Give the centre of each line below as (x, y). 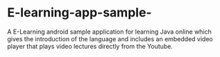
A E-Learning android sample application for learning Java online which (109, 32)
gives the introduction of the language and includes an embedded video (110, 38)
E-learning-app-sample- (79, 13)
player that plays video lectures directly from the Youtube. (90, 46)
